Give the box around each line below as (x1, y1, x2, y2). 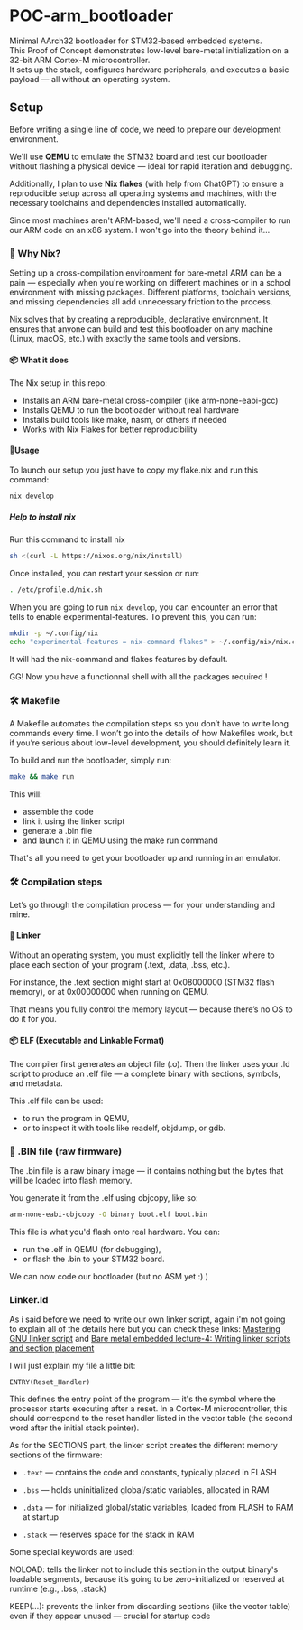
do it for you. (9, 1014, 57, 1025)
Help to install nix (9, 511, 77, 522)
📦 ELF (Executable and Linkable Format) (9, 1035, 165, 1046)
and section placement (9, 1343, 95, 1354)
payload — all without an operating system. (9, 73, 170, 84)
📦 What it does (9, 354, 69, 365)
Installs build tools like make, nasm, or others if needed (22, 415, 227, 426)
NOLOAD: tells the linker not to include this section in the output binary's (9, 1564, 279, 1575)
